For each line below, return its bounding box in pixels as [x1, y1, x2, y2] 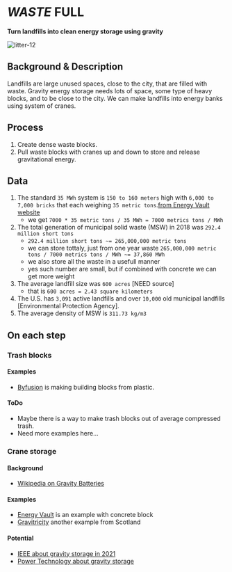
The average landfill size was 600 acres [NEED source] [17, 280, 175, 288]
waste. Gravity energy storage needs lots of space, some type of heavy [7, 86, 213, 95]
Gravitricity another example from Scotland [17, 518, 141, 526]
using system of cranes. [7, 102, 76, 110]
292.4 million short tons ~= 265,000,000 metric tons [27, 238, 187, 245]
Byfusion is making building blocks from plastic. [17, 383, 155, 391]
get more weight [27, 272, 75, 280]
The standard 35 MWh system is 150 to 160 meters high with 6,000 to [17, 193, 214, 202]
